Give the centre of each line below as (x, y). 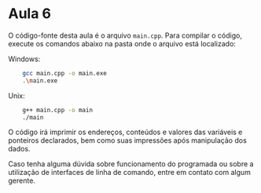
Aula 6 (29, 14)
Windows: (24, 59)
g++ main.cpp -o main (57, 110)
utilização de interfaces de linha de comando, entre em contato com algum (130, 173)
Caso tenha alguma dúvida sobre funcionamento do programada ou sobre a (131, 164)
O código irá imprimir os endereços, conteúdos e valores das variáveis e (125, 132)
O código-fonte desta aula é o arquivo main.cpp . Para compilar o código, (125, 35)
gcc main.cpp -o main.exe (65, 73)
